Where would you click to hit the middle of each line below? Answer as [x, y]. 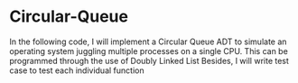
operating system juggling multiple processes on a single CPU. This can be [149, 51]
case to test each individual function [77, 70]
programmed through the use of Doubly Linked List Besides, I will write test [149, 60]
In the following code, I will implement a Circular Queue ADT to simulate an [148, 41]
